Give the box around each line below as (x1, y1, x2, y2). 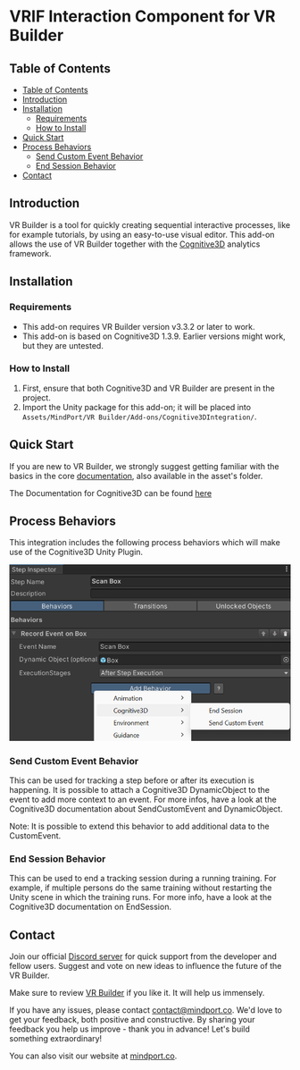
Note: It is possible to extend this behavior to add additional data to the (9, 821, 270, 832)
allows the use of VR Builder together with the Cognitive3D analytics (9, 239, 261, 249)
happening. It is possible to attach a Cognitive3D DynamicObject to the (9, 785, 271, 796)
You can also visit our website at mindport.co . (9, 1050, 178, 1061)
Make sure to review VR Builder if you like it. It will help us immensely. (9, 988, 265, 998)
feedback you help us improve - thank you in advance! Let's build (9, 1024, 250, 1034)
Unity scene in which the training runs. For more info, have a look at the (9, 892, 272, 903)
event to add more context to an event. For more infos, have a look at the (9, 794, 277, 805)
